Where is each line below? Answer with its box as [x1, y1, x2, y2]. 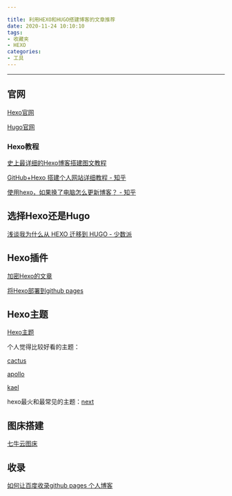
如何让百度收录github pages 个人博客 [7, 481, 113, 490]
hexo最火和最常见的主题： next [7, 398, 95, 406]
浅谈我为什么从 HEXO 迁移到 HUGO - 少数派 [7, 229, 133, 238]
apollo [7, 370, 26, 379]
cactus [7, 356, 27, 365]
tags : [7, 29, 23, 36]
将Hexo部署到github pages [7, 286, 84, 294]
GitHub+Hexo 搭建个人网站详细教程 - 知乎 [7, 173, 126, 182]
